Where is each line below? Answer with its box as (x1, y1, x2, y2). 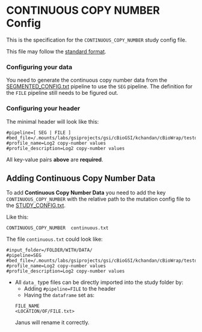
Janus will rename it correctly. (14, 319, 90, 326)
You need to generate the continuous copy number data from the (6, 76, 167, 84)
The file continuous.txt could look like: (6, 235, 103, 243)
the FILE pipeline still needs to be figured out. (6, 89, 118, 97)
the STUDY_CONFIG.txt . (6, 202, 66, 209)
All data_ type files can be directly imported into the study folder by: (14, 279, 183, 286)
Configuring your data (6, 62, 73, 71)
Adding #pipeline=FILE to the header (23, 285, 116, 292)
